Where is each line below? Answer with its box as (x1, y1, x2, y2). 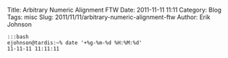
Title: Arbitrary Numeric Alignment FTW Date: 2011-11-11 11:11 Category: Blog (7, 6, 222, 14)
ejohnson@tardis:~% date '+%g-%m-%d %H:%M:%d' (7, 40, 142, 46)
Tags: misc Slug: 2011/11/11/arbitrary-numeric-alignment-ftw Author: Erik (7, 13, 211, 21)
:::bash (7, 33, 29, 40)
